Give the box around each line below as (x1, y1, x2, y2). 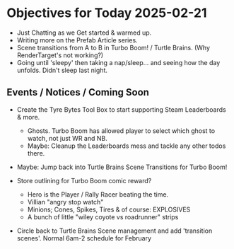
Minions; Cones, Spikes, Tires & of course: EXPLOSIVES (27, 205, 191, 214)
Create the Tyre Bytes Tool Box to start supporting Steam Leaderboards (16, 105, 227, 114)
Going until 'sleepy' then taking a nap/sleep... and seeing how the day (16, 58, 221, 66)
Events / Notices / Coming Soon (6, 86, 150, 98)
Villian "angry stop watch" (27, 197, 104, 206)
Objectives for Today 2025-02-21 (6, 5, 207, 21)
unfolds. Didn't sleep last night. (16, 66, 107, 74)
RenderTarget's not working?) (16, 51, 104, 59)
